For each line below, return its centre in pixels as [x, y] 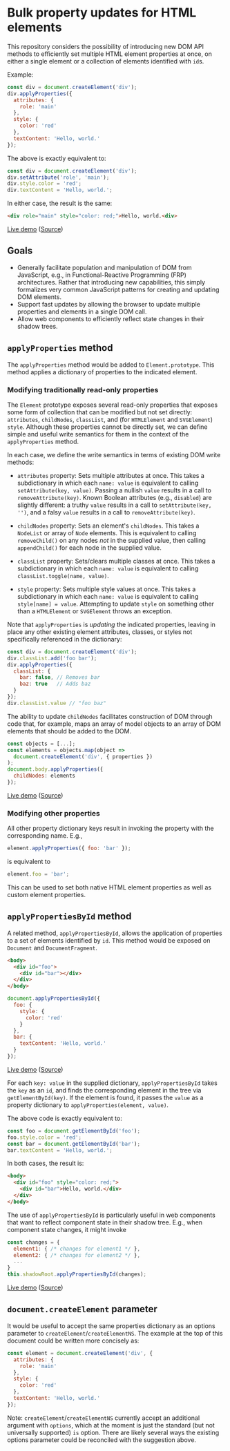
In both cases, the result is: [46, 1163]
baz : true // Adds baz [55, 684]
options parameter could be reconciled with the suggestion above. [102, 1440]
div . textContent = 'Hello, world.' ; [60, 190]
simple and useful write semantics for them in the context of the [98, 434]
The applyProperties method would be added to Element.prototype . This [111, 365]
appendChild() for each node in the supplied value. [89, 548]
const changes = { [33, 1242]
